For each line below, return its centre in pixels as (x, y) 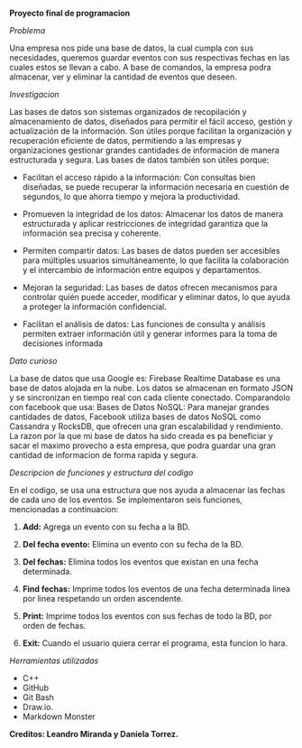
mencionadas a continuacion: (64, 509)
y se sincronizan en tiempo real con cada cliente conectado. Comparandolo (150, 397)
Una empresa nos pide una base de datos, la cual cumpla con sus (132, 48)
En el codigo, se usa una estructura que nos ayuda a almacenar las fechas (147, 490)
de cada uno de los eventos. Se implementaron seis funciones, (126, 500)
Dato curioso (33, 361)
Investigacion (35, 94)
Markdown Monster (59, 716)
